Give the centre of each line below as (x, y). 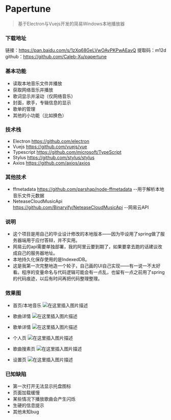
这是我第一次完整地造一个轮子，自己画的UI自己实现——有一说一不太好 (87, 266)
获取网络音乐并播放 (33, 89)
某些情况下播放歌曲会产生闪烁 (44, 399)
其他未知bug (26, 412)
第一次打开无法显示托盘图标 (42, 386)
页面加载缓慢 (26, 393)
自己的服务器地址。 (37, 253)
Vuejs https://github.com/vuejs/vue (50, 147)
